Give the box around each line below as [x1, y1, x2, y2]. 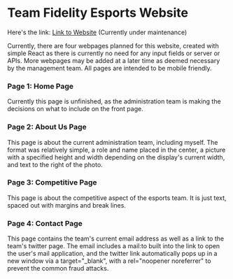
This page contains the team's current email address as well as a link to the [7, 234, 225, 243]
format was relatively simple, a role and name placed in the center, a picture [7, 145, 226, 154]
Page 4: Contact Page [7, 218, 83, 228]
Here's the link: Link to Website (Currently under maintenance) [7, 28, 188, 36]
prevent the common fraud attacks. [7, 264, 109, 273]
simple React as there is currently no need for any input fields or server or [7, 49, 220, 57]
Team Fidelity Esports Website [7, 5, 189, 21]
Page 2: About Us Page [7, 122, 87, 132]
